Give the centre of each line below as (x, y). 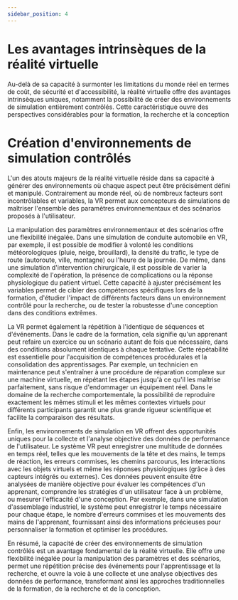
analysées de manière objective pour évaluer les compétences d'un (107, 484)
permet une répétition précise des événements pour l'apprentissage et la (114, 566)
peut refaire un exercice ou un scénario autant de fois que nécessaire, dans (118, 342)
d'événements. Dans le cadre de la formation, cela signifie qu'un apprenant (117, 334)
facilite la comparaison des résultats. (61, 417)
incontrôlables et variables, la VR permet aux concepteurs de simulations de (119, 201)
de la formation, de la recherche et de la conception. (84, 589)
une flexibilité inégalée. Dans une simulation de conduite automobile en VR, (117, 237)
